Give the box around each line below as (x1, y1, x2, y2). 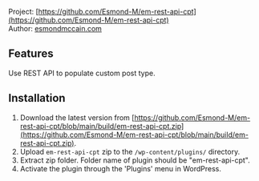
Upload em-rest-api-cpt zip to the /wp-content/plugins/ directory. (19, 147, 241, 156)
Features (8, 47, 54, 61)
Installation (8, 91, 66, 105)
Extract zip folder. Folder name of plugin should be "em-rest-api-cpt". (19, 155, 250, 165)
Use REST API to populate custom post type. (8, 68, 156, 78)
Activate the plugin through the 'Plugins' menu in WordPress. (19, 163, 222, 173)
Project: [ (8, 7, 38, 16)
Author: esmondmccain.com (8, 24, 103, 33)
